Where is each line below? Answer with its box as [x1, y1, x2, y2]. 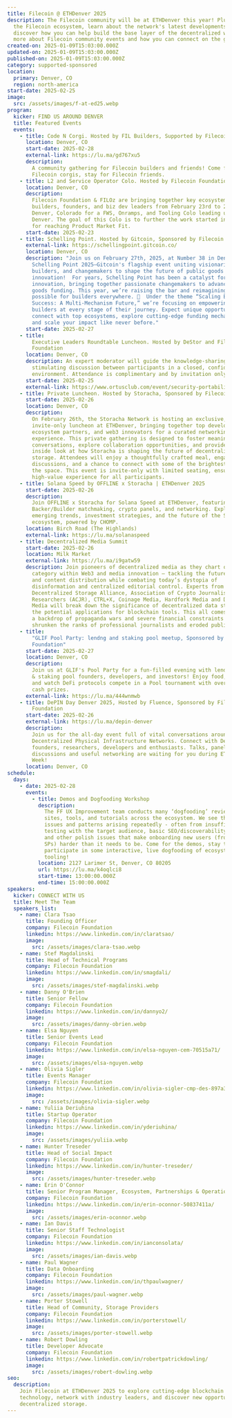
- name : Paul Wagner [19, 1259, 79, 1266]
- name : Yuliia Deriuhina [19, 1104, 95, 1111]
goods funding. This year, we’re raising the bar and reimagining [32, 287, 227, 294]
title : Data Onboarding [25, 1265, 95, 1273]
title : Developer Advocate [25, 1343, 104, 1349]
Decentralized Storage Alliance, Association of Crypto [32, 589, 196, 596]
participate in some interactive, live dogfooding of [43, 847, 202, 854]
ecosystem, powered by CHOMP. [32, 519, 119, 526]
